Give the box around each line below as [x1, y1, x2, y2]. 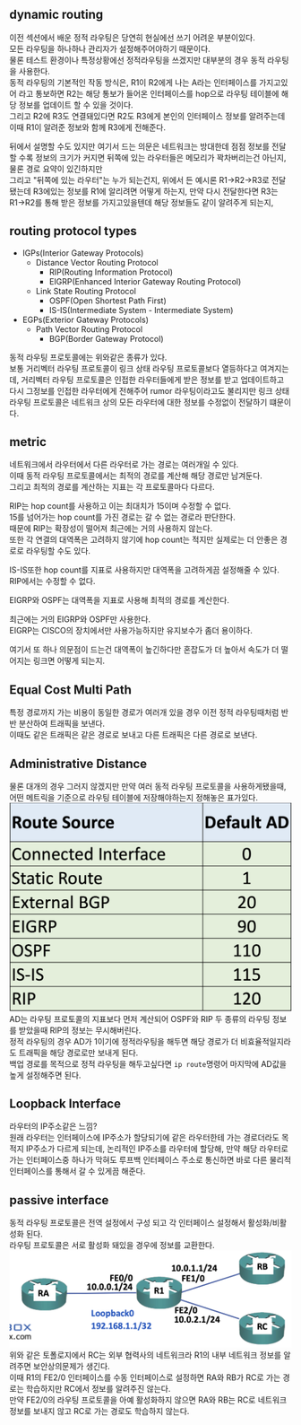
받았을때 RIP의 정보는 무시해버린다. [18, 1025, 142, 1036]
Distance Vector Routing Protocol [35, 257, 159, 267]
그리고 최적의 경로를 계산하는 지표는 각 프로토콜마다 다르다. [9, 482, 215, 493]
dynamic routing [9, 7, 104, 22]
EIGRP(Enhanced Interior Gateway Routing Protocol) [48, 275, 242, 286]
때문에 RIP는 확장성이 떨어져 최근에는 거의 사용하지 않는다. [9, 523, 213, 534]
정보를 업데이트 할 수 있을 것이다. [18, 99, 133, 110]
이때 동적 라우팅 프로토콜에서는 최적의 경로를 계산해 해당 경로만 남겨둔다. [9, 470, 262, 481]
